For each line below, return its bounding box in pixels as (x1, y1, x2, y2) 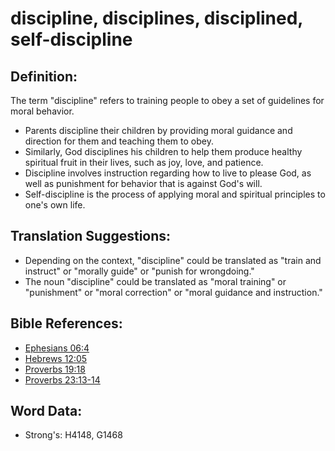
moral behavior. (10, 105, 75, 117)
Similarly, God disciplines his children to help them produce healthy (24, 146, 303, 157)
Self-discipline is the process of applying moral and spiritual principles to (24, 188, 326, 200)
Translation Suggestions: (10, 228, 172, 245)
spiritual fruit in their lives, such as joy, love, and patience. (24, 157, 264, 168)
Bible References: (10, 315, 123, 332)
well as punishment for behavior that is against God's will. (24, 178, 263, 189)
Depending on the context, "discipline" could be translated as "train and (24, 254, 322, 266)
